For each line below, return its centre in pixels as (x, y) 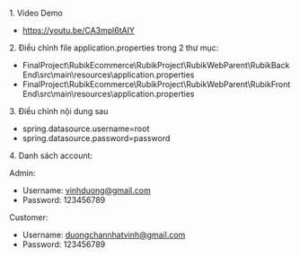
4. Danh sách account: (51, 155)
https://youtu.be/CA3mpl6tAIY (78, 30)
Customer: (29, 217)
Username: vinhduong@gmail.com (86, 191)
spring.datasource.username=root (86, 128)
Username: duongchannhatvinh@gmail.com (104, 235)
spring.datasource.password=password (96, 138)
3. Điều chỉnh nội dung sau (59, 111)
